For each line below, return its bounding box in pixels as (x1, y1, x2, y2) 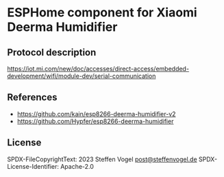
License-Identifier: (7, 162, 60, 170)
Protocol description (7, 46, 97, 58)
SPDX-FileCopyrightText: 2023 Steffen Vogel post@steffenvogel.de (7, 155, 197, 163)
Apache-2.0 (60, 162, 95, 170)
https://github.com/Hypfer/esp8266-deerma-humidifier (16, 117, 174, 125)
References (7, 92, 58, 103)
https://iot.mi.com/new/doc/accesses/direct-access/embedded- (7, 65, 190, 72)
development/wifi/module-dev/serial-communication (7, 72, 156, 80)
